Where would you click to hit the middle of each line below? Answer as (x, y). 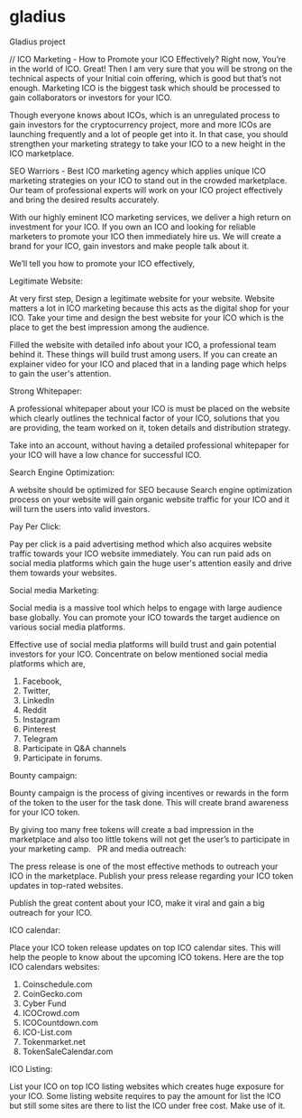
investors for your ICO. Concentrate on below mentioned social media (139, 654)
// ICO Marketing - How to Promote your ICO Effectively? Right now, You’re (148, 59)
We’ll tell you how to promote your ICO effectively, (102, 263)
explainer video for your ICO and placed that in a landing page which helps (148, 364)
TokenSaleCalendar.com (68, 1051)
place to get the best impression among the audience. (110, 327)
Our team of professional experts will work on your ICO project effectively (146, 190)
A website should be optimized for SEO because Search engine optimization (151, 489)
